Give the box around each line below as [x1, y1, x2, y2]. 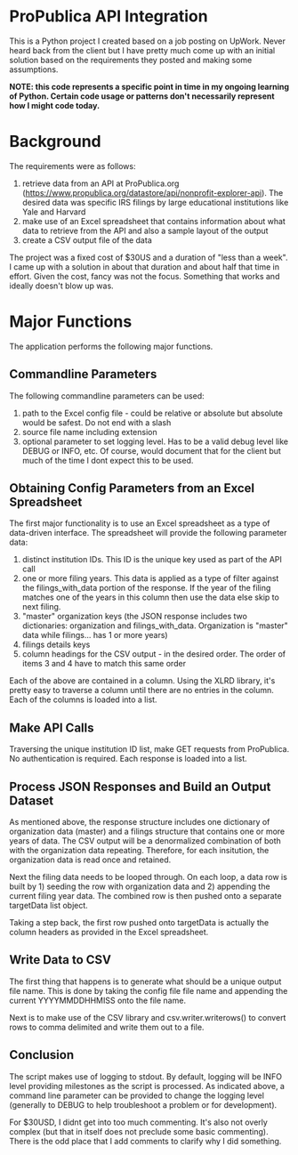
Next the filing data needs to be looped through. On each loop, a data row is [9, 872, 287, 883]
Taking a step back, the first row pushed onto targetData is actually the [9, 917, 270, 928]
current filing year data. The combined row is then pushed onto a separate [9, 891, 282, 901]
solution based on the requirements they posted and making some [9, 54, 253, 65]
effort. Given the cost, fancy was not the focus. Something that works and [9, 271, 280, 281]
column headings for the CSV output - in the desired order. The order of [21, 649, 286, 659]
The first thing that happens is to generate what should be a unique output [9, 976, 282, 987]
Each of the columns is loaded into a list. [9, 694, 157, 705]
